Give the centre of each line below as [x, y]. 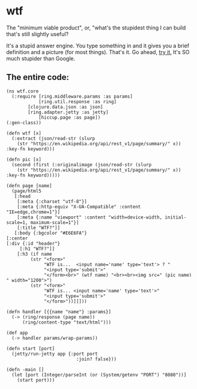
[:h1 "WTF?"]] [37, 249]
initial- [176, 217]
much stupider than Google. [41, 58]
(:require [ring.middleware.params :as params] [72, 96]
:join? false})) [96, 359]
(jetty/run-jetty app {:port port [55, 354]
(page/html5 [27, 191]
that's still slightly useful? [38, 34]
